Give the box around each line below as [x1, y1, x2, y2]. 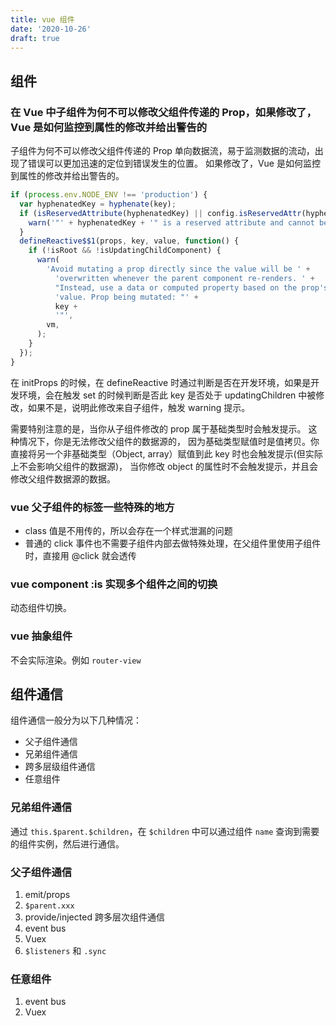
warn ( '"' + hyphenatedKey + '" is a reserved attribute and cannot [28, 217, 315, 228]
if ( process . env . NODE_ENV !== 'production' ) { [10, 190, 208, 200]
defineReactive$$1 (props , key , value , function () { [19, 236, 240, 246]
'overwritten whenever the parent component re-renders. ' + [54, 273, 315, 283]
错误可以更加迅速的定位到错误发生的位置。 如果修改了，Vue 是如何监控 [27, 157, 321, 170]
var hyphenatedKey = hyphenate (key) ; [19, 199, 177, 209]
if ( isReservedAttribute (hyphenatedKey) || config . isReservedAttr [19, 208, 302, 218]
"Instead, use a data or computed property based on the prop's [54, 282, 329, 293]
